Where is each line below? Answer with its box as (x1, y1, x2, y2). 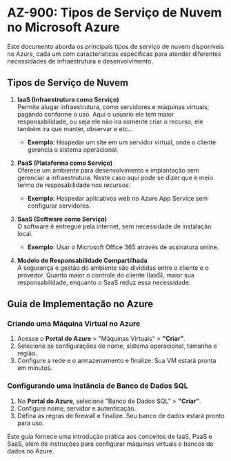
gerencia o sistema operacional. (27, 145, 119, 153)
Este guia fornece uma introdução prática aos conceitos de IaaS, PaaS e (7, 432, 212, 440)
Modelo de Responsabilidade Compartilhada (17, 256, 148, 264)
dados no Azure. (7, 447, 54, 455)
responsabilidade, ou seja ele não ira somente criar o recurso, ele (17, 117, 203, 126)
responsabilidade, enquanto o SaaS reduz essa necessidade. (17, 278, 191, 286)
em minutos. (17, 364, 53, 372)
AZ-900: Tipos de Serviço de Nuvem (7, 5, 222, 21)
